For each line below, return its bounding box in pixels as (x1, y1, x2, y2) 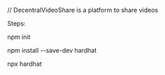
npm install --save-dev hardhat (7, 47, 97, 54)
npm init (7, 33, 31, 41)
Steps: (7, 19, 26, 27)
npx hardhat (7, 60, 42, 68)
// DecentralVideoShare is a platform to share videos (7, 6, 159, 14)
